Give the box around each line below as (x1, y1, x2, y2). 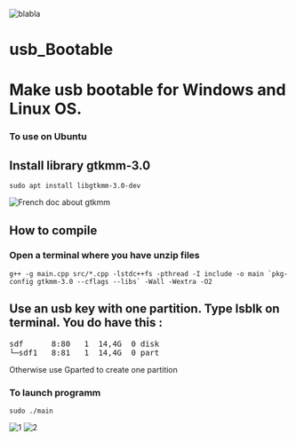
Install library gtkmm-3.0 (9, 158, 151, 173)
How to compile (9, 223, 98, 238)
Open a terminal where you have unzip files (9, 249, 200, 262)
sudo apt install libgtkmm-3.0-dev (9, 182, 141, 191)
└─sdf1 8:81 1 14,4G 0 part (9, 347, 160, 358)
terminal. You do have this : (9, 315, 163, 330)
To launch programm (9, 386, 101, 398)
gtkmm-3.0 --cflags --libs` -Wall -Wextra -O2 (36, 277, 213, 286)
